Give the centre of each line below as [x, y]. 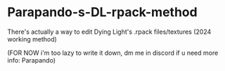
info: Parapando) [32, 60]
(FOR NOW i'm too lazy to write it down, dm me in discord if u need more [113, 53]
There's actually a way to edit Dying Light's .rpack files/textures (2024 [109, 32]
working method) [32, 39]
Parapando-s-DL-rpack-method [103, 12]
